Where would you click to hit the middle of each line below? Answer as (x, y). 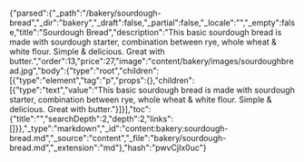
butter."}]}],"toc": (119, 109)
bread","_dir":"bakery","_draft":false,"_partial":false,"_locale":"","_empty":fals (152, 23)
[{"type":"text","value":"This (62, 90)
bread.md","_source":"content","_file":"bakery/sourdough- (118, 138)
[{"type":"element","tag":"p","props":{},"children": (102, 80)
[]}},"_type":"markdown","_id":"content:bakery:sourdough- (119, 129)
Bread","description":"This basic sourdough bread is (184, 32)
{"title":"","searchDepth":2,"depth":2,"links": (92, 119)
